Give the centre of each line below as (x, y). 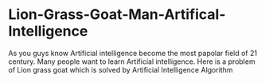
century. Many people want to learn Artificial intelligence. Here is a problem (132, 61)
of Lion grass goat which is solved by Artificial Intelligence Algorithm (121, 69)
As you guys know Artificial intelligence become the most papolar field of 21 (132, 53)
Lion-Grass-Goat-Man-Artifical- (117, 15)
